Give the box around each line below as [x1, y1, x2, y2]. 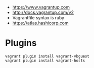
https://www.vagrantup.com [12, 4, 70, 10]
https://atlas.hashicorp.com [12, 20, 69, 26]
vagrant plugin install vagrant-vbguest [5, 54, 90, 59]
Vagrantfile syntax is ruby [12, 15, 64, 20]
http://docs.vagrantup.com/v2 [12, 9, 74, 15]
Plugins [5, 37, 37, 49]
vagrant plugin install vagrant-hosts [5, 58, 85, 63]
